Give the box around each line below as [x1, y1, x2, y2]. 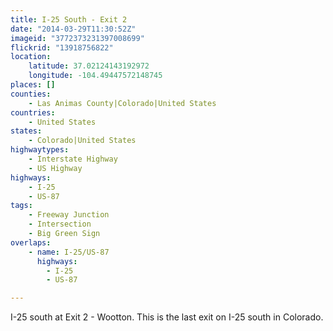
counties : [10, 89, 52, 99]
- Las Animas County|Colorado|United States [28, 98, 217, 108]
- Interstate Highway [28, 154, 118, 164]
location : [10, 52, 52, 62]
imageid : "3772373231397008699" [10, 33, 145, 43]
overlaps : [10, 237, 52, 248]
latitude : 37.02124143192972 [28, 61, 150, 71]
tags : [10, 201, 33, 211]
